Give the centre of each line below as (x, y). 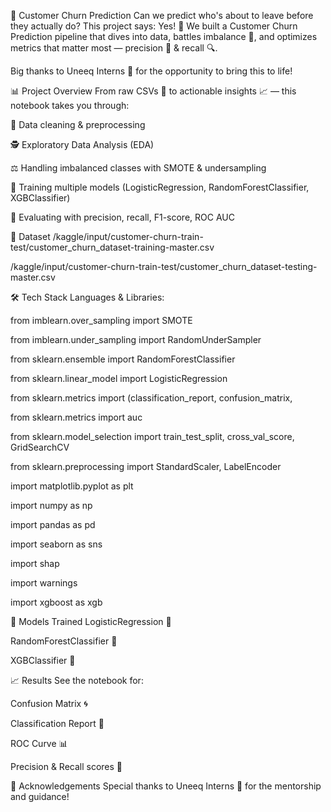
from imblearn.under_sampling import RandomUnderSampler (136, 339)
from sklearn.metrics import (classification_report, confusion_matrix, (151, 398)
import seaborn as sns (56, 544)
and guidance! (40, 796)
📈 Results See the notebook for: (77, 680)
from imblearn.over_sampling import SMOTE (101, 320)
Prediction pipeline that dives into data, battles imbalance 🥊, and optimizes (164, 36)
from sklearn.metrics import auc (76, 417)
